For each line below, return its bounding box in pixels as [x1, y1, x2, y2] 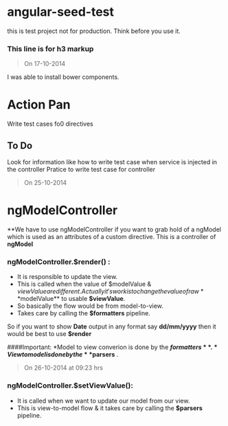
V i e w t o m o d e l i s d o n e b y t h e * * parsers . [7, 350, 119, 359]
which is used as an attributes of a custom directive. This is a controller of [7, 232, 216, 240]
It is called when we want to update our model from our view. [16, 396, 190, 405]
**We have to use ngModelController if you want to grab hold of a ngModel [7, 225, 222, 234]
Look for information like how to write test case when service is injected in [7, 157, 218, 166]
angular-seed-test [7, 4, 115, 20]
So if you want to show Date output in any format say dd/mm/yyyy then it [7, 322, 216, 330]
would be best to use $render [7, 330, 92, 338]
